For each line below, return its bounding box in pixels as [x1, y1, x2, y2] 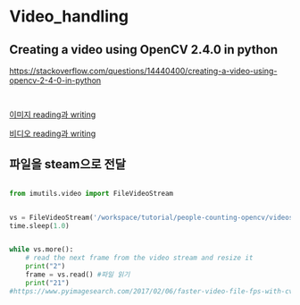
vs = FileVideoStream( [9, 213, 94, 222]
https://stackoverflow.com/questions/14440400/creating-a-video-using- [9, 65, 278, 76]
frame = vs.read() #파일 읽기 [25, 270, 130, 279]
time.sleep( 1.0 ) [9, 221, 70, 230]
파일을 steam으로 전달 [9, 157, 127, 172]
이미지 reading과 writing [9, 109, 96, 120]
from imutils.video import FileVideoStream [9, 189, 174, 198]
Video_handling [9, 6, 129, 27]
